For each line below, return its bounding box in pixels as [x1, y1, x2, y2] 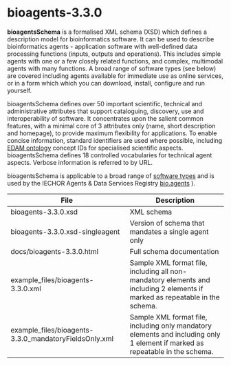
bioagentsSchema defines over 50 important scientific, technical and [7, 99, 203, 108]
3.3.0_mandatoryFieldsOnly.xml [10, 333, 114, 343]
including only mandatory [129, 321, 212, 331]
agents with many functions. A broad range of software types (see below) [7, 64, 217, 72]
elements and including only [129, 329, 221, 339]
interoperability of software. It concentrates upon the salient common [7, 114, 204, 122]
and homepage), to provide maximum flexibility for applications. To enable [7, 129, 218, 137]
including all [129, 266, 168, 276]
